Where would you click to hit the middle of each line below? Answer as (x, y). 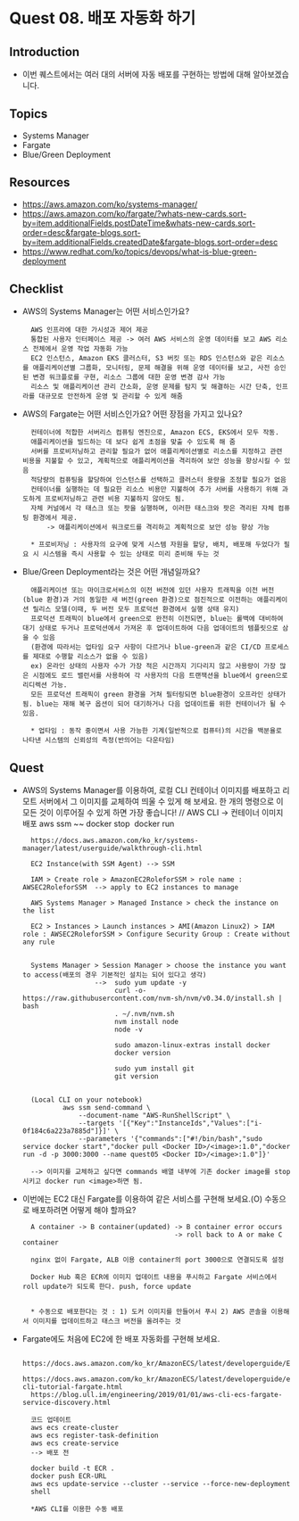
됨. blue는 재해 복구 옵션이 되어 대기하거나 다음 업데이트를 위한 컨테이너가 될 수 (154, 704)
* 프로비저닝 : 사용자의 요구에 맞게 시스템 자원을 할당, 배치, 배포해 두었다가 (155, 545)
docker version (143, 1054)
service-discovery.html (66, 1403)
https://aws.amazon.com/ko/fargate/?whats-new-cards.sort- (134, 213)
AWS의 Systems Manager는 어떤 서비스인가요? (106, 311)
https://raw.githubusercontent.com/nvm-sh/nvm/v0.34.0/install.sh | (152, 999)
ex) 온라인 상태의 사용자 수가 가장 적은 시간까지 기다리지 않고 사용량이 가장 (154, 666)
